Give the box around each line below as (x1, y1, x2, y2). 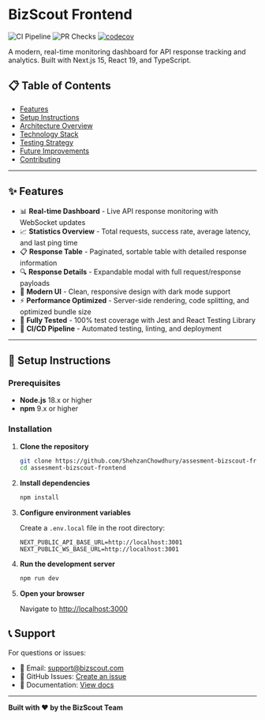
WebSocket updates (19, 217, 86, 227)
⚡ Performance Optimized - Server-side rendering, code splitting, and (19, 295, 250, 305)
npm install (19, 493, 59, 502)
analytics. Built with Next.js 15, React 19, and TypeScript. (8, 55, 192, 65)
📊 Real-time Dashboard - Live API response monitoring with (19, 206, 218, 216)
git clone (19, 456, 53, 465)
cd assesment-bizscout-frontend (19, 464, 126, 472)
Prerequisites (8, 377, 61, 388)
